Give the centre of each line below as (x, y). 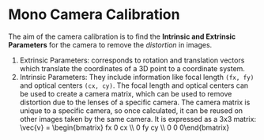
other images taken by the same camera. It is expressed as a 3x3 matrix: (138, 119)
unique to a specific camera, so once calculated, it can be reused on (131, 110)
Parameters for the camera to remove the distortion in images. (110, 44)
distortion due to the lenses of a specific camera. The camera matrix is (135, 102)
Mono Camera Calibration (94, 15)
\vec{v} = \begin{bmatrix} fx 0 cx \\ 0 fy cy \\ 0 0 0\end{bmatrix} (124, 127)
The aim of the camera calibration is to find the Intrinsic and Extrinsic (122, 36)
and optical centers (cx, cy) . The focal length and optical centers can (134, 85)
